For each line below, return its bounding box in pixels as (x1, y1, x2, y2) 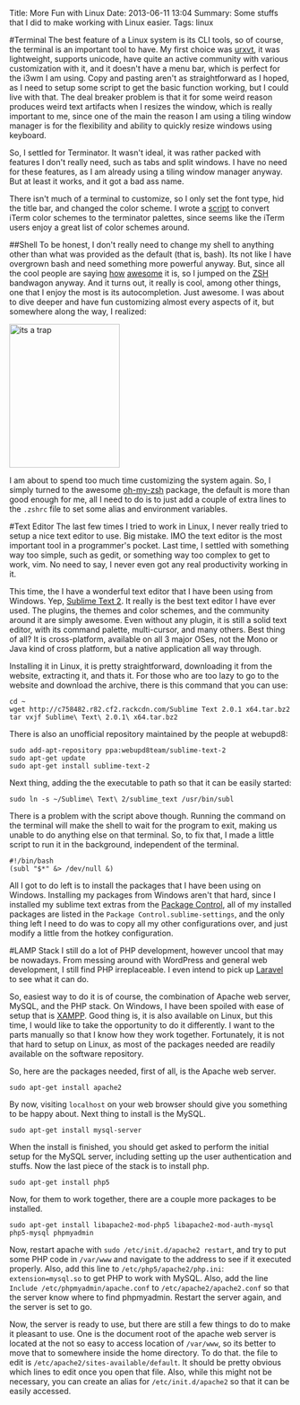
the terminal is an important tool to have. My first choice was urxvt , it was (9, 44, 280, 55)
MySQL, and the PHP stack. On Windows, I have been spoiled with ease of (9, 1001, 285, 1011)
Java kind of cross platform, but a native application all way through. (9, 644, 262, 654)
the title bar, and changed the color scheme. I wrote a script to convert (9, 203, 270, 214)
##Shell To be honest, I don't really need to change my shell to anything (9, 240, 275, 250)
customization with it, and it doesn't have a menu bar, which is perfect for (9, 63, 280, 74)
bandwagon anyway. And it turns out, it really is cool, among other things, (9, 277, 281, 288)
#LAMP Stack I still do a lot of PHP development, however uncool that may (9, 945, 284, 955)
